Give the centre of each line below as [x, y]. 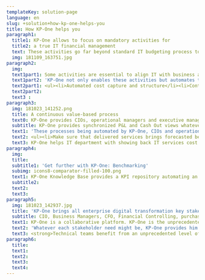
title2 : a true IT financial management [64, 46]
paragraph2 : [21, 63]
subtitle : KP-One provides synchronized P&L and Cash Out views [95, 126]
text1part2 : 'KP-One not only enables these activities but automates [103, 80]
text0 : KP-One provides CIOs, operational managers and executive [98, 120]
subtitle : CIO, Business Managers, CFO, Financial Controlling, [95, 217]
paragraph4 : [21, 148]
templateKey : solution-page [42, 12]
